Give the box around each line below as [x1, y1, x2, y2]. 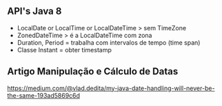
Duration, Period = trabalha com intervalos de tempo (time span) [17, 38, 201, 47]
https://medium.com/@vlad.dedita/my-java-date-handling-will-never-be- [7, 84, 215, 92]
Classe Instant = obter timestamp [17, 45, 112, 54]
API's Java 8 [7, 6, 62, 17]
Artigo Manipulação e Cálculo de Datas [7, 65, 179, 78]
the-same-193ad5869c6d [7, 91, 81, 99]
